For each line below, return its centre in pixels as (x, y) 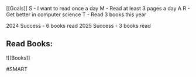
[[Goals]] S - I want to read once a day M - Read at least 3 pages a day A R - (98, 8)
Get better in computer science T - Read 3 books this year (76, 14)
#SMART (17, 69)
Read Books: (30, 44)
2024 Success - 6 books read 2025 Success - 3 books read (78, 26)
